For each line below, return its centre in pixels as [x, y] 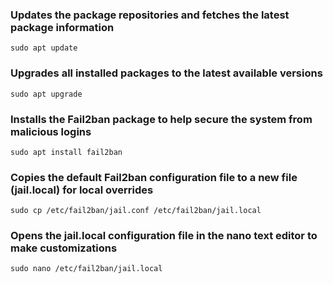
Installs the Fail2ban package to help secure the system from [161, 119]
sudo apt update [44, 48]
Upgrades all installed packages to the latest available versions [166, 73]
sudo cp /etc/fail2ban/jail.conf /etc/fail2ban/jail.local [136, 211]
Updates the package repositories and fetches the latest [150, 15]
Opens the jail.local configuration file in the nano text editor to [164, 236]
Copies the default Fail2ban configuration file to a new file [154, 177]
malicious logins [51, 131]
